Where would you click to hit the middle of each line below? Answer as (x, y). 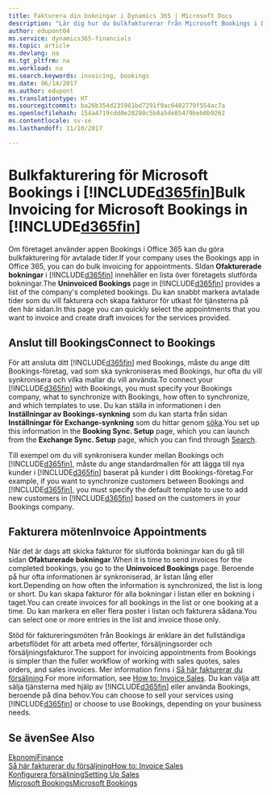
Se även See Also (52, 738)
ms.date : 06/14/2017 (43, 83)
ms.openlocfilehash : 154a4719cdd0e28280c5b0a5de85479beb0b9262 (117, 114)
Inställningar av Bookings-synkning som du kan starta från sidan (118, 414)
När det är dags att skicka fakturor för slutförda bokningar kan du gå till (126, 551)
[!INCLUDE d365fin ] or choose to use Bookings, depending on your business (135, 704)
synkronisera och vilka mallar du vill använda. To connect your (111, 379)
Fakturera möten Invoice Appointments (108, 532)
